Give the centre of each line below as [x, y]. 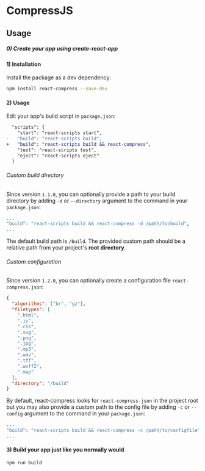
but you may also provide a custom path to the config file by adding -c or [98, 407]
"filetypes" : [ [31, 310]
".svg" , [27, 332]
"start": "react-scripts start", [60, 133]
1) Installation [24, 64]
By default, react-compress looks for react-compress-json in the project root [102, 401]
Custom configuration [34, 261]
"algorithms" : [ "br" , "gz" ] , [49, 304]
